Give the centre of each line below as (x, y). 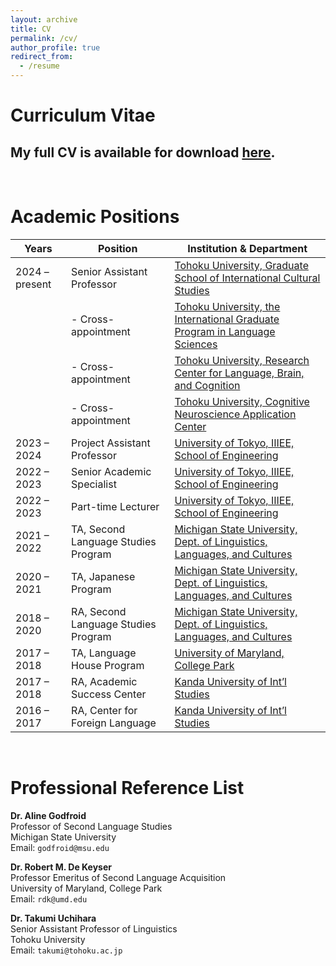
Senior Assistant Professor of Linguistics (94, 928)
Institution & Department (247, 248)
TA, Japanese (103, 576)
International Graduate (227, 319)
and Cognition (207, 385)
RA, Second (99, 611)
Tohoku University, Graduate (241, 265)
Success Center (109, 694)
